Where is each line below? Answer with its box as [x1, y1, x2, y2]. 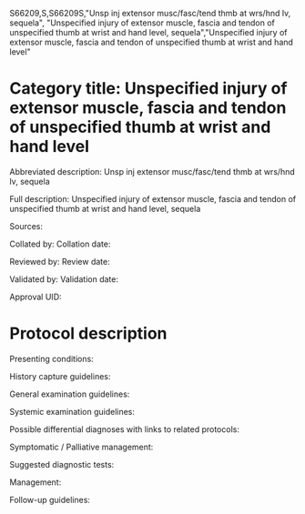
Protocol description [9, 323, 168, 344]
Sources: [9, 220, 44, 231]
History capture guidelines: [9, 370, 111, 381]
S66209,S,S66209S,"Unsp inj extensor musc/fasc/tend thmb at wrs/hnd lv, [9, 8, 291, 18]
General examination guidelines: [9, 388, 130, 399]
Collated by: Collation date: [9, 238, 111, 249]
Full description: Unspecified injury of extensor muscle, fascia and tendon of [9, 193, 297, 204]
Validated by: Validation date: [9, 273, 118, 285]
